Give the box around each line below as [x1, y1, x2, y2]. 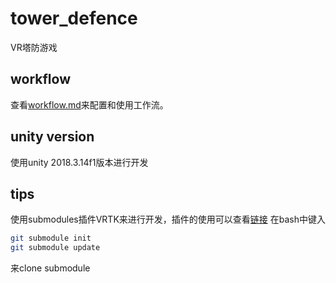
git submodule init [10, 233, 92, 244]
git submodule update [10, 243, 101, 253]
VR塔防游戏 [10, 41, 58, 53]
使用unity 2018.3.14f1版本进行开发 [10, 156, 149, 168]
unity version [10, 128, 95, 146]
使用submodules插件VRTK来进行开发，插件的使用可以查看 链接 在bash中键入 [10, 213, 326, 226]
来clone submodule [10, 262, 91, 274]
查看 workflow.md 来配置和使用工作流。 [10, 98, 169, 111]
